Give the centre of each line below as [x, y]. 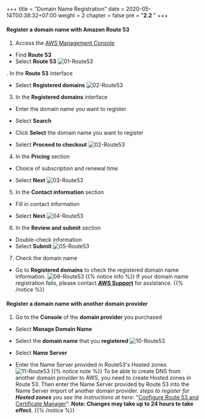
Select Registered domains [50, 85]
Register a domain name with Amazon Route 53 [68, 29]
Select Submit [33, 246]
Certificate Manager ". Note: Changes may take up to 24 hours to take [104, 404]
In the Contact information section [60, 192]
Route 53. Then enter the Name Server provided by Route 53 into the [102, 384]
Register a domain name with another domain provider [77, 304]
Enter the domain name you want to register [71, 109]
